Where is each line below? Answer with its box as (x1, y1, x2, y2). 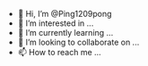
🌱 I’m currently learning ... (17, 28, 114, 37)
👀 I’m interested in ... (17, 18, 94, 29)
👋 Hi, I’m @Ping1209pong (17, 9, 112, 19)
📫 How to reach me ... (17, 47, 101, 57)
